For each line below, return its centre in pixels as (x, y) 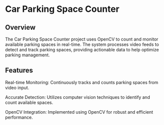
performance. (19, 117)
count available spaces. (29, 102)
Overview (20, 27)
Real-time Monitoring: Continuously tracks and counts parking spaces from (82, 82)
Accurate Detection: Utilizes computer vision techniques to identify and (78, 97)
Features (19, 70)
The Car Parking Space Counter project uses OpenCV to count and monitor (82, 39)
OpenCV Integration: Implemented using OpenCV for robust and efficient (79, 112)
